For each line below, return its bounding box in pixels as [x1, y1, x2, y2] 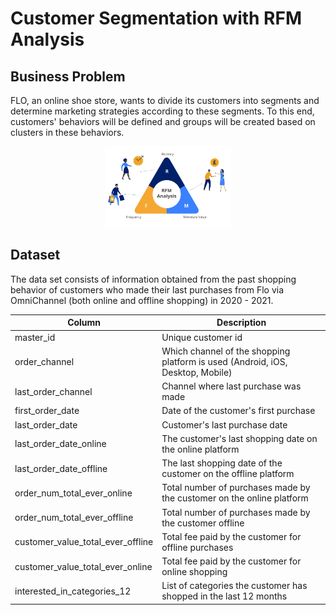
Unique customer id [161, 331, 243, 343]
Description [216, 317, 267, 329]
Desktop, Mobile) [161, 366, 233, 378]
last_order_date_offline [14, 462, 108, 474]
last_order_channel [14, 385, 93, 397]
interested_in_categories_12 [14, 585, 132, 597]
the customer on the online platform [161, 492, 309, 504]
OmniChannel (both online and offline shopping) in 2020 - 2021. [10, 294, 274, 306]
